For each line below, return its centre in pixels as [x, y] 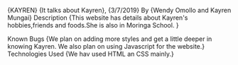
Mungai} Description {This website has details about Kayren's [98, 18]
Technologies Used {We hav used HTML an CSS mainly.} [91, 54]
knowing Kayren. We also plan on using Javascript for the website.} [106, 46]
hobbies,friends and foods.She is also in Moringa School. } [93, 25]
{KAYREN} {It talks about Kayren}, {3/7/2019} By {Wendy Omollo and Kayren [119, 10]
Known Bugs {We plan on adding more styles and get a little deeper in [110, 39]
